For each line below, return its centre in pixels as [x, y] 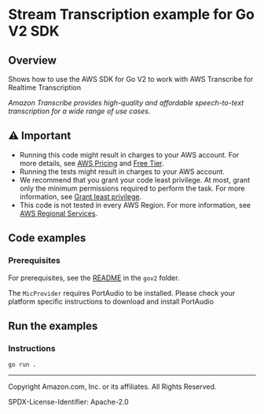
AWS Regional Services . [59, 213]
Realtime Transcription [44, 87]
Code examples [47, 238]
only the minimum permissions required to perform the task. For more [132, 188]
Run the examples [53, 325]
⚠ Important [40, 136]
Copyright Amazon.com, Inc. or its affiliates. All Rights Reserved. [112, 386]
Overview [33, 60]
